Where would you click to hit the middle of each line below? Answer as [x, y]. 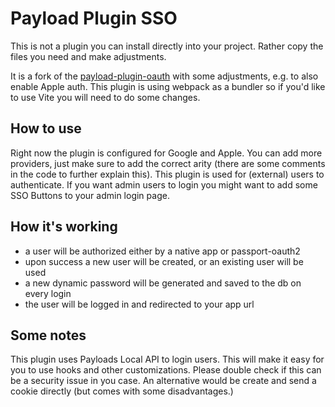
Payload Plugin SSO [94, 18]
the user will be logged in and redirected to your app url [139, 304]
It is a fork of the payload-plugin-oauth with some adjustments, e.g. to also [164, 76]
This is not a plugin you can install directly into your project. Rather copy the [167, 46]
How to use [46, 128]
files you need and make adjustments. [88, 56]
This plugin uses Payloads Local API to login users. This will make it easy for [167, 359]
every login [48, 293]
